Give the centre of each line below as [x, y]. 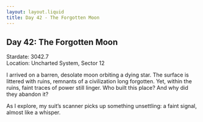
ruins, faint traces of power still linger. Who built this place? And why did [97, 88]
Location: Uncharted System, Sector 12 [56, 63]
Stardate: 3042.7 [28, 57]
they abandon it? [28, 94]
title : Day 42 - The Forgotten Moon [53, 18]
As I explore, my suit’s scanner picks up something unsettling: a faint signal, [102, 106]
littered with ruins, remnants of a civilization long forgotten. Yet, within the [99, 81]
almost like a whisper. [34, 112]
